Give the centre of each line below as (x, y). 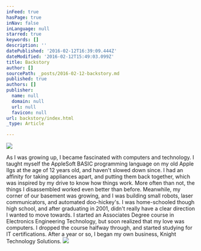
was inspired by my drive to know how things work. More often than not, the (100, 183)
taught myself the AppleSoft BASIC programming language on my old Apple (100, 164)
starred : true (24, 34)
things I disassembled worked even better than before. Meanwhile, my (93, 190)
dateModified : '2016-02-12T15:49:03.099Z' (60, 57)
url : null (24, 107)
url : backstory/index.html (40, 118)
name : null (25, 96)
